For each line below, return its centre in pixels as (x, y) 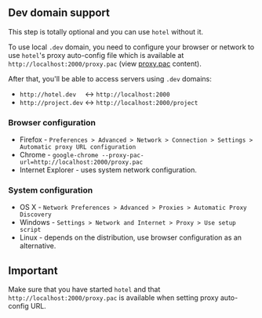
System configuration (51, 190)
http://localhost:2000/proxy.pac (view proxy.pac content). (105, 63)
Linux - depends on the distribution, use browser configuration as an (130, 237)
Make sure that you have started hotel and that (84, 290)
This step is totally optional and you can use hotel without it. (106, 31)
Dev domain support (59, 13)
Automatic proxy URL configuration (78, 147)
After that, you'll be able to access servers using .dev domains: (110, 78)
